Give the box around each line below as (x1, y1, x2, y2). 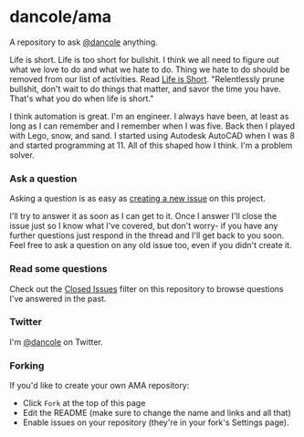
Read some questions (9, 263, 108, 276)
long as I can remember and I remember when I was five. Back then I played (9, 120, 295, 131)
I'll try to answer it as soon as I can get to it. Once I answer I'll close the (9, 211, 277, 222)
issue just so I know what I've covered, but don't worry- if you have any (9, 221, 278, 232)
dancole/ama (9, 6, 112, 27)
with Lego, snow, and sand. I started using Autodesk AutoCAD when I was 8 (9, 130, 295, 140)
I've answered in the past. (9, 293, 107, 304)
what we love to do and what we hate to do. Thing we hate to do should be (9, 64, 290, 75)
